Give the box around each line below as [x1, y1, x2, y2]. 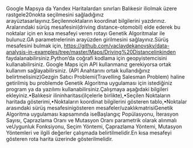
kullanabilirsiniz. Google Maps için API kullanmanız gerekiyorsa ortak [6, 61, 171, 68]
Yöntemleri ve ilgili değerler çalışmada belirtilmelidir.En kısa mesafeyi [6, 129, 172, 136]
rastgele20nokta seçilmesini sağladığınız [6, 11, 104, 18]
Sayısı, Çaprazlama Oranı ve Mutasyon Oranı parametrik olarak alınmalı [6, 117, 177, 123]
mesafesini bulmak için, [6, 42, 63, 49]
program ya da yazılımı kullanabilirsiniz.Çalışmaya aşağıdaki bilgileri [6, 86, 168, 92]
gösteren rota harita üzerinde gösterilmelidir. [6, 136, 113, 142]
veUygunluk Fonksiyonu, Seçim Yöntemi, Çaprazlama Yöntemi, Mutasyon [6, 123, 182, 130]
